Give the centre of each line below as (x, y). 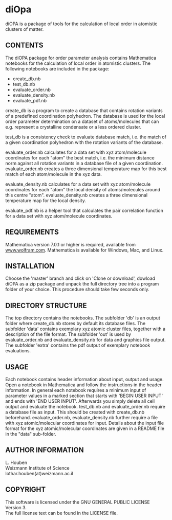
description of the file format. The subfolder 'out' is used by (68, 334)
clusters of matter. (25, 29)
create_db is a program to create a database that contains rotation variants (84, 110)
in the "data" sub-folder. (31, 434)
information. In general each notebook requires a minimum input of (76, 390)
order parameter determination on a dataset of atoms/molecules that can (82, 121)
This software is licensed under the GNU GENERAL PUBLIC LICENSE (78, 502)
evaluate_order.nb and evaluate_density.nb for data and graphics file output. (85, 340)
